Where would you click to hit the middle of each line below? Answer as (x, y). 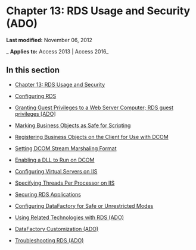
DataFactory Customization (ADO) (57, 229)
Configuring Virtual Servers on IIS (56, 171)
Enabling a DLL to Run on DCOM (55, 160)
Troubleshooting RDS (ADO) (49, 240)
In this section (33, 70)
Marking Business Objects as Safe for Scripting (73, 125)
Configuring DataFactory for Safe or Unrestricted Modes (84, 205)
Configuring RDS (35, 96)
